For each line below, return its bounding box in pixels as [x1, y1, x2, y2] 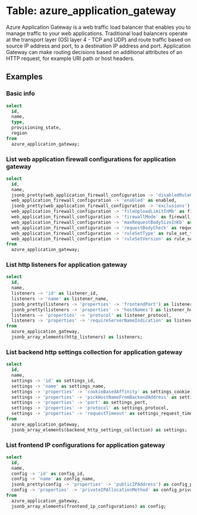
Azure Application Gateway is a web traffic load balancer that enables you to [6, 24, 191, 31]
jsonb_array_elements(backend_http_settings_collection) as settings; [11, 427, 188, 433]
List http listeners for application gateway [6, 260, 127, 269]
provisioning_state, [11, 125, 62, 131]
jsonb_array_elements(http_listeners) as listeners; [11, 334, 143, 340]
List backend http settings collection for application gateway [6, 348, 183, 356]
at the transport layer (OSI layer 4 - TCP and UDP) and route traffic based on [6, 36, 191, 43]
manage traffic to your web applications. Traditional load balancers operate [6, 29, 188, 36]
